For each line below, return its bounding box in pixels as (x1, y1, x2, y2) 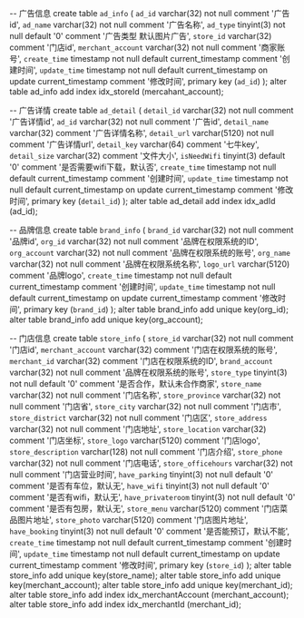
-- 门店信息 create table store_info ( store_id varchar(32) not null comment (9, 333, 294, 343)
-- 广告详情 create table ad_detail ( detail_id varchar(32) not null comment (9, 105, 294, 115)
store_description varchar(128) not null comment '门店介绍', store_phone (9, 446, 283, 456)
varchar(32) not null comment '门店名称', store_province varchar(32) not (9, 389, 281, 400)
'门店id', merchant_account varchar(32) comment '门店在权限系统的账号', (9, 344, 279, 355)
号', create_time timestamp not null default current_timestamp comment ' (9, 54, 283, 64)
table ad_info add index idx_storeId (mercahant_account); (9, 86, 224, 97)
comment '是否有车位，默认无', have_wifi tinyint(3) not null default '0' (9, 480, 270, 491)
